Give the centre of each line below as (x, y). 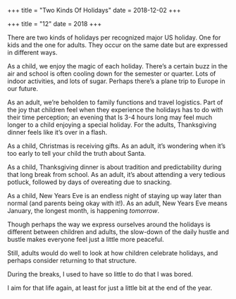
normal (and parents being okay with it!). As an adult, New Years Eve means (117, 203)
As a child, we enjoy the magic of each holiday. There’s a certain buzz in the (117, 66)
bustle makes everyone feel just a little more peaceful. (86, 239)
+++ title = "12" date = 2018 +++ (55, 24)
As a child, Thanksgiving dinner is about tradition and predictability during (114, 167)
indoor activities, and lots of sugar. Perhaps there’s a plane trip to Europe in (116, 81)
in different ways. (32, 53)
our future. (23, 89)
